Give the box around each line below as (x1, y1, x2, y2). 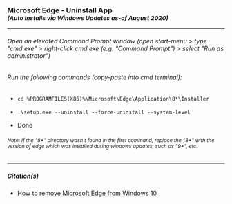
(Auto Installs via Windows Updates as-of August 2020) (7, 14, 169, 22)
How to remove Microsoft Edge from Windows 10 (17, 189, 157, 198)
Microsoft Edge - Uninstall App (7, 6, 113, 15)
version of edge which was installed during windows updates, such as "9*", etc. (7, 143, 198, 150)
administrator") (7, 51, 50, 60)
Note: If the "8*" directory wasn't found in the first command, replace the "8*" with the (7, 136, 215, 143)
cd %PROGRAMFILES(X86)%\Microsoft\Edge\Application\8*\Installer (17, 96, 209, 103)
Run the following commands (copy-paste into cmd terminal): (7, 73, 182, 81)
